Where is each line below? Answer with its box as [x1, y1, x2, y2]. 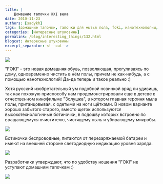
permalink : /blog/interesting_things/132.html [5, 35, 102, 39]
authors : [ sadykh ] [5, 20, 42, 26]
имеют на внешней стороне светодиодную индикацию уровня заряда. [5, 140, 153, 146]
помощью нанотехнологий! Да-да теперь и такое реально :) [5, 76, 131, 82]
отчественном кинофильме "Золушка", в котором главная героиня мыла [5, 96, 157, 102]
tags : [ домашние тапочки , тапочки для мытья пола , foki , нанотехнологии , [5, 25, 159, 30]
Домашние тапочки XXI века [14, 12, 69, 17]
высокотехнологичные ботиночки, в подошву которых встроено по [5, 111, 146, 117]
